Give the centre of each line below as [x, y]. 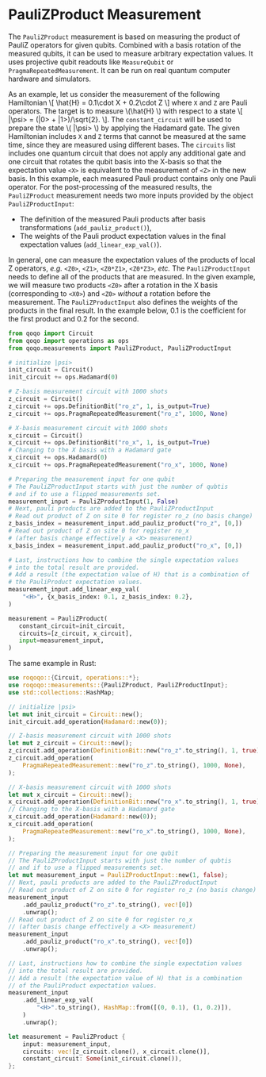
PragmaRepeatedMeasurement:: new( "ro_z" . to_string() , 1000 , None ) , [134, 765]
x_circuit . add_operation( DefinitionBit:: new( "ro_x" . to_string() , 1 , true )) [136, 802]
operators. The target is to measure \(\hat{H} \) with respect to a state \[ [125, 111]
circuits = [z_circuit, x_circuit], [76, 633]
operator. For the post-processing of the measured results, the [110, 187]
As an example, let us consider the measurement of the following [114, 94]
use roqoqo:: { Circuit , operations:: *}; [74, 678]
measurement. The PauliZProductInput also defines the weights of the [123, 302]
